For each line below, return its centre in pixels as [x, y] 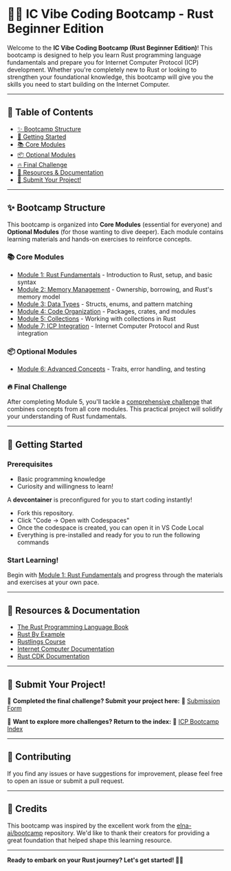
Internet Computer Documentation [66, 649]
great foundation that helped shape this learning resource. [90, 840]
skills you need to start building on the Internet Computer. [89, 84]
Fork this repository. [45, 513]
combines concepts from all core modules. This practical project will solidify [115, 409]
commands [33, 542]
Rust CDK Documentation [53, 656]
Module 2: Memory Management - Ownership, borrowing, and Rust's [115, 289]
